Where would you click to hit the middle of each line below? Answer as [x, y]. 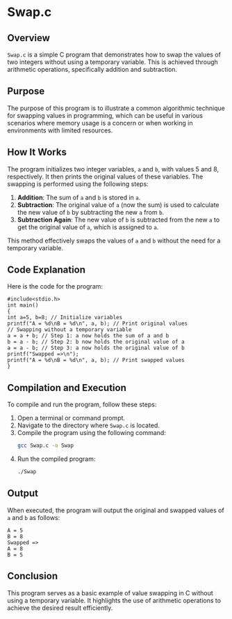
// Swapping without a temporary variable [69, 330]
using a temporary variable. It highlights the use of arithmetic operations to [114, 600]
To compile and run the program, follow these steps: [82, 404]
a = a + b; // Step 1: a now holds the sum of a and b [88, 336]
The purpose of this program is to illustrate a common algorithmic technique [116, 108]
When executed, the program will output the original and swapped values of [116, 510]
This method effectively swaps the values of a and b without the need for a [114, 240]
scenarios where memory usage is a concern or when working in [100, 123]
